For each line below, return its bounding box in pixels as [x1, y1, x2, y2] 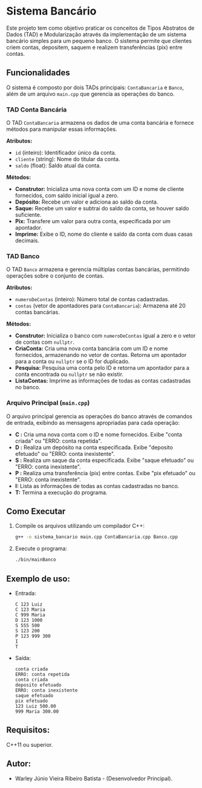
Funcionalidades [6, 68, 71, 78]
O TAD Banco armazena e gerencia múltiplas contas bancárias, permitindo [6, 265, 190, 273]
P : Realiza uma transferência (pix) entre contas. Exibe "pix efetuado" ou [15, 469, 195, 476]
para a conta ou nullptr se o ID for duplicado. [15, 358, 130, 365]
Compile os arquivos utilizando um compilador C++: [15, 523, 145, 530]
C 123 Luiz [15, 601, 43, 607]
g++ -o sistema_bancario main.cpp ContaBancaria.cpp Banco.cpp [15, 534, 178, 540]
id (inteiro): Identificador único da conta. [15, 149, 117, 156]
